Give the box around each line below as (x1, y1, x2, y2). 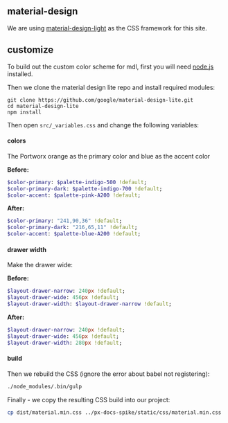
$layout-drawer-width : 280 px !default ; (7, 339, 123, 346)
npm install (7, 109, 42, 116)
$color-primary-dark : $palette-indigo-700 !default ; (7, 185, 163, 192)
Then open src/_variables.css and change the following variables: (7, 120, 200, 129)
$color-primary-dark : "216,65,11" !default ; (7, 224, 138, 231)
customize (7, 44, 54, 56)
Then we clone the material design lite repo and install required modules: (7, 83, 216, 91)
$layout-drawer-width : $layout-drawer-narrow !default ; (7, 300, 172, 307)
